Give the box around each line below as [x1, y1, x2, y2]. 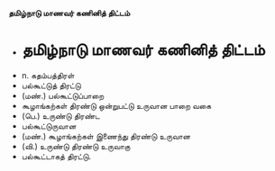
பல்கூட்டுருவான [21, 121, 77, 131]
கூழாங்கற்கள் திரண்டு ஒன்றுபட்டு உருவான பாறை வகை [21, 100, 212, 111]
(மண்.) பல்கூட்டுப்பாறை [21, 90, 105, 101]
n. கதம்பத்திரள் [21, 69, 75, 80]
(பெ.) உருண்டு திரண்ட [21, 110, 100, 121]
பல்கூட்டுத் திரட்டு [21, 80, 82, 91]
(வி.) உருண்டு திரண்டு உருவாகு [21, 140, 131, 151]
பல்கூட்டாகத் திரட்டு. [21, 150, 92, 161]
